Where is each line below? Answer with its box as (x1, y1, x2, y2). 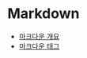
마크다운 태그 (18, 41, 60, 51)
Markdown (7, 5, 80, 23)
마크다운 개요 (18, 31, 60, 41)
